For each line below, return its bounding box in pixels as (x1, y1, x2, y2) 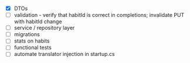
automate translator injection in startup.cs (13, 51, 115, 58)
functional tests (13, 44, 52, 51)
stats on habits (13, 37, 50, 44)
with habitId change (13, 18, 62, 25)
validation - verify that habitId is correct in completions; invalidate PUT (13, 12, 185, 19)
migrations (13, 31, 40, 38)
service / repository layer (13, 24, 75, 32)
